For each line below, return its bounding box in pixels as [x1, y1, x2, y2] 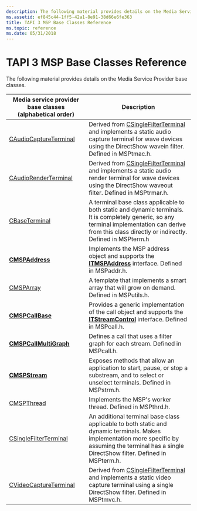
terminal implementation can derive [89, 220, 186, 228]
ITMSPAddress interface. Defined [89, 260, 182, 268]
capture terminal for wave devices [89, 135, 183, 143]
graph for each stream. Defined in [89, 340, 182, 348]
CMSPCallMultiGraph [9, 340, 70, 348]
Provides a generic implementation [89, 301, 185, 309]
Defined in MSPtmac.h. [89, 150, 152, 158]
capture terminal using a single [89, 481, 174, 489]
